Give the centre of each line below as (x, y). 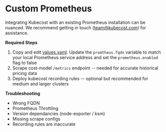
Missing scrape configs (36, 119)
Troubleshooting (23, 93)
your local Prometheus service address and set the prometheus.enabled (85, 57)
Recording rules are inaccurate (44, 124)
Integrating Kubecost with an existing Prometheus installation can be (75, 22)
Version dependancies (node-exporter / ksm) (59, 113)
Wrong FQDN (26, 103)
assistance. (17, 33)
